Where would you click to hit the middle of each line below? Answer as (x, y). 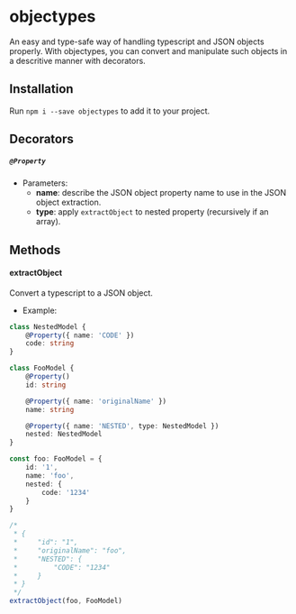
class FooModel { (42, 368)
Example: (40, 310)
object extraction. (68, 202)
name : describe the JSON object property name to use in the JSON (161, 193)
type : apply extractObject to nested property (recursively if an (152, 212)
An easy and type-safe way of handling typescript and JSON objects (137, 41)
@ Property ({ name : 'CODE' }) (80, 335)
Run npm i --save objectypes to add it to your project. (110, 111)
